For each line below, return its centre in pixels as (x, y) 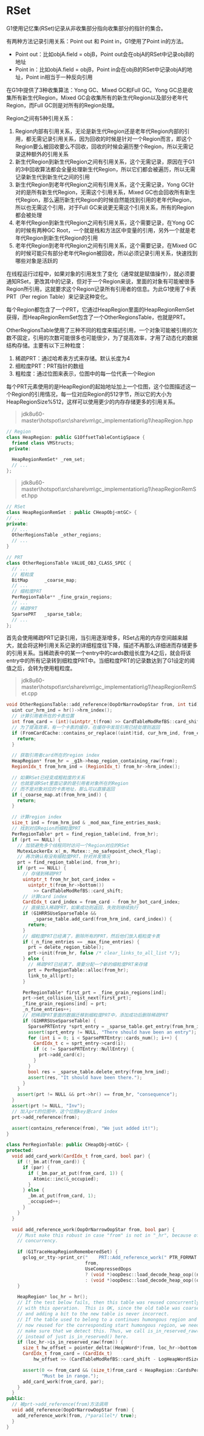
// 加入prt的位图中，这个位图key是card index (65, 1111)
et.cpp (29, 693)
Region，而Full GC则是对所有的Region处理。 (62, 105)
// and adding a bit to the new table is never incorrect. (93, 1314)
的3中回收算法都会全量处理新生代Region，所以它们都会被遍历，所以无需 (105, 169)
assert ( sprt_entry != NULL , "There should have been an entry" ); (113, 1032)
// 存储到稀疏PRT (42, 874)
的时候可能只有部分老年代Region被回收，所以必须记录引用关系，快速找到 (106, 253)
